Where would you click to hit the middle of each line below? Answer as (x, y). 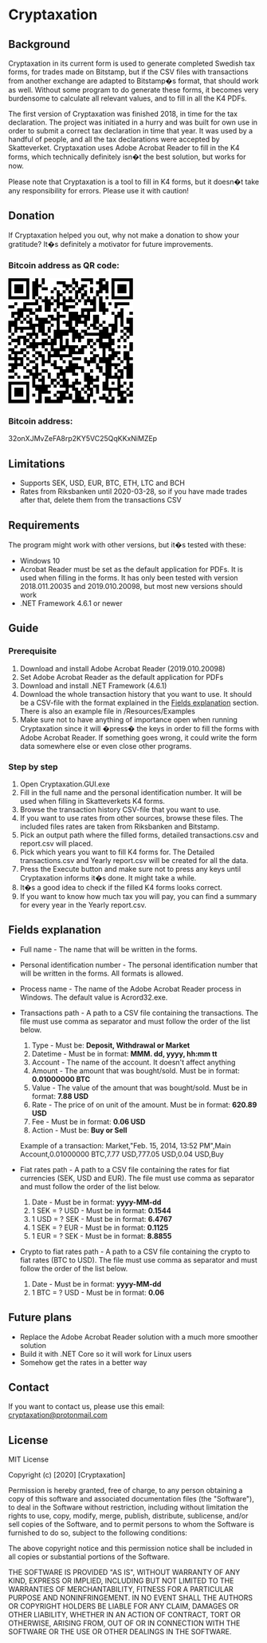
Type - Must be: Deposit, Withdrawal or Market (111, 1045)
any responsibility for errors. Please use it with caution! (99, 191)
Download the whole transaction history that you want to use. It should (136, 694)
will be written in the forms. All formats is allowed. (101, 973)
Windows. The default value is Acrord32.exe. (94, 997)
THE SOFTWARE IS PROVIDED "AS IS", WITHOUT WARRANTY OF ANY (124, 1573)
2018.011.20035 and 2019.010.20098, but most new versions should (131, 587)
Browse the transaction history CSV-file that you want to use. (120, 810)
